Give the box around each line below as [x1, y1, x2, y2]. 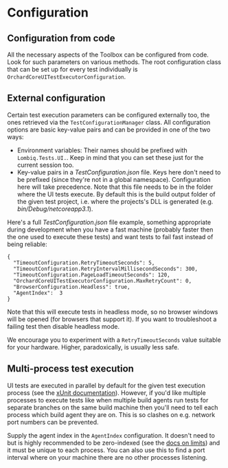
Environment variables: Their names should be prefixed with [16, 146, 187, 154]
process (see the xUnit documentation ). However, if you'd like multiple [7, 388, 206, 397]
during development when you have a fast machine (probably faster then [7, 225, 214, 234]
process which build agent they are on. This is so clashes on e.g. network [7, 410, 216, 418]
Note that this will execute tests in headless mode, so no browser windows [7, 307, 218, 316]
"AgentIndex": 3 [13, 289, 63, 296]
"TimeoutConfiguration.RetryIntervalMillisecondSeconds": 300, [13, 265, 198, 272]
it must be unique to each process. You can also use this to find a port [7, 446, 205, 454]
